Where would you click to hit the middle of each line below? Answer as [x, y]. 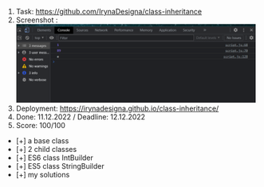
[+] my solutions [43, 174]
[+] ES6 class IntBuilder [55, 158]
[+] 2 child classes [46, 149]
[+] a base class [42, 140]
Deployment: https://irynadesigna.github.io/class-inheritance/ [117, 108]
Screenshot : [37, 20]
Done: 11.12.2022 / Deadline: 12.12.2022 [81, 117]
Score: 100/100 [41, 125]
